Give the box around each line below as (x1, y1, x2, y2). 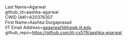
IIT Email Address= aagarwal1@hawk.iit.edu (5, 25, 91, 30)
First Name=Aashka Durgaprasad (5, 19, 72, 25)
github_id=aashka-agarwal (5, 9, 59, 15)
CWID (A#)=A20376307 (5, 14, 53, 20)
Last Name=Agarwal (5, 4, 46, 10)
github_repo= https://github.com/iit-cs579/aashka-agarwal (5, 30, 122, 35)
